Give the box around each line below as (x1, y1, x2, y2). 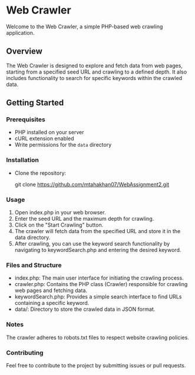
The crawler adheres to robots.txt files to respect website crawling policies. (6, 334, 190, 341)
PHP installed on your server (14, 129, 84, 136)
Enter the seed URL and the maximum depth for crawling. (14, 215, 154, 223)
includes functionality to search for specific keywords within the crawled (6, 74, 183, 81)
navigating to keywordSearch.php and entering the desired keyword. (14, 247, 181, 254)
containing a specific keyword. (14, 300, 90, 307)
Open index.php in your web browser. (14, 209, 106, 216)
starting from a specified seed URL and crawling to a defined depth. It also (6, 68, 187, 75)
